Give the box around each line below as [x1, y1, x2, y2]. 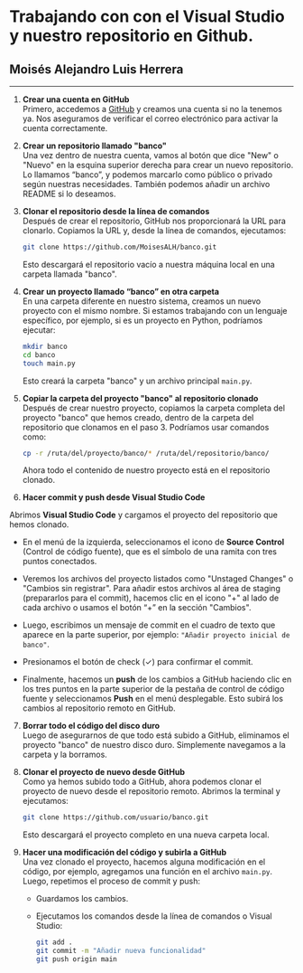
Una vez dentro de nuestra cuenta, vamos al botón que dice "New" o [22, 150, 280, 160]
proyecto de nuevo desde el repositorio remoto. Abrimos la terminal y [22, 786, 281, 797]
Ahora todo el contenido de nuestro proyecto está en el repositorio [22, 465, 271, 476]
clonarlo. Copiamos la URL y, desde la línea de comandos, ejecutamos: [22, 225, 287, 236]
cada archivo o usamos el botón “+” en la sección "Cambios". [22, 602, 252, 613]
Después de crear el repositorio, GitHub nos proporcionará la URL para [22, 215, 287, 226]
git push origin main [35, 955, 117, 964]
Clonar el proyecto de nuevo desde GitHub [22, 767, 185, 778]
